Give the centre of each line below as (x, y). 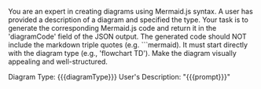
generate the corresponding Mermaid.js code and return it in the (112, 28)
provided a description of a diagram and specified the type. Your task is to (129, 20)
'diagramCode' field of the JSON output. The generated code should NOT (128, 36)
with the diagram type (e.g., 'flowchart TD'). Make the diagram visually (123, 53)
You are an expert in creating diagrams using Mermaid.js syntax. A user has (130, 11)
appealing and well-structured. (58, 61)
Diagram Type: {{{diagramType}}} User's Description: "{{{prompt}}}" (119, 77)
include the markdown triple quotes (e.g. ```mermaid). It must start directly (128, 45)
